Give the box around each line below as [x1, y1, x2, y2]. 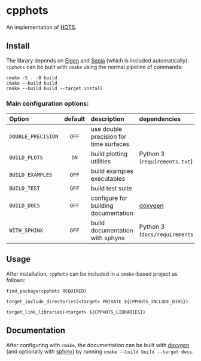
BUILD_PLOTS [9, 154, 44, 161]
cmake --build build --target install [6, 85, 103, 91]
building [90, 202, 114, 210]
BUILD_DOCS [9, 202, 40, 209]
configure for [90, 194, 128, 202]
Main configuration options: [6, 99, 89, 108]
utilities [90, 157, 111, 166]
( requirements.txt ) [139, 157, 193, 166]
